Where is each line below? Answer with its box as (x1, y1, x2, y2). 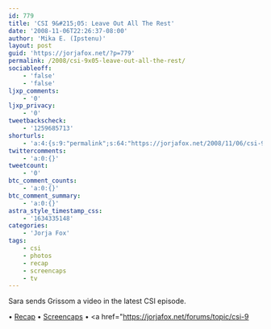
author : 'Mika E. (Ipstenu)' (8, 34, 106, 43)
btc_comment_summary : (8, 191, 81, 200)
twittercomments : (8, 147, 67, 155)
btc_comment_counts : (8, 177, 78, 185)
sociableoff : (8, 65, 52, 73)
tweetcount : (8, 162, 48, 170)
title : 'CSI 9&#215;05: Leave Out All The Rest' (8, 19, 175, 27)
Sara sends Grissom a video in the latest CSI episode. (8, 296, 187, 306)
